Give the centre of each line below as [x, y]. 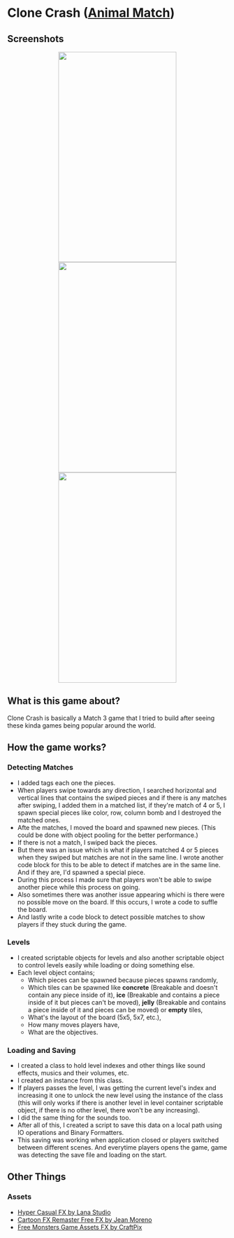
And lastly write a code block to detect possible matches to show [111, 917]
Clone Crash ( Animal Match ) [91, 13]
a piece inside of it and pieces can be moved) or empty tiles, [115, 1009]
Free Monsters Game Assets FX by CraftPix [80, 1227]
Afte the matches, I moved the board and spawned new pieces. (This [117, 827]
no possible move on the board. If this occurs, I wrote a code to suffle [117, 902]
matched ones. [39, 820]
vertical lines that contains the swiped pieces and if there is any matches [122, 798]
